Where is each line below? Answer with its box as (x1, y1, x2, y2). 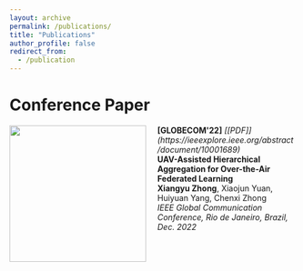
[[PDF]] (224, 125, 252, 135)
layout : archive (9, 13, 71, 23)
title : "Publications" (9, 30, 96, 39)
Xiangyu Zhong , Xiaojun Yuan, (157, 183, 273, 194)
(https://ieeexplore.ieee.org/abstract (157, 134, 294, 146)
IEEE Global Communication (157, 202, 263, 213)
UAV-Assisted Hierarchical (157, 154, 261, 165)
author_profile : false (9, 38, 96, 48)
